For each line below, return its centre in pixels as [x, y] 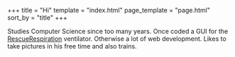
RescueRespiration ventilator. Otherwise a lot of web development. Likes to [117, 39]
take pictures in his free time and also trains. [72, 46]
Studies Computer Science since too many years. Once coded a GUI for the [118, 31]
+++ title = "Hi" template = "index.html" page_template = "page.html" [109, 10]
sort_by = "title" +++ [37, 18]
